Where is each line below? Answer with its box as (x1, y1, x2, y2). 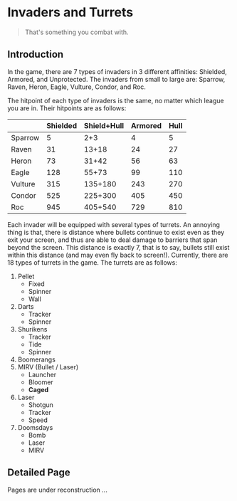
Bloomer (28, 378, 53, 386)
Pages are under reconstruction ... (7, 485, 108, 494)
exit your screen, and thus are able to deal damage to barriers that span (7, 236, 218, 244)
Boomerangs (17, 355, 56, 364)
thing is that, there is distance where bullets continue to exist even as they (7, 228, 225, 236)
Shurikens (17, 325, 48, 333)
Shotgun (28, 400, 53, 409)
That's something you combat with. (24, 28, 130, 36)
